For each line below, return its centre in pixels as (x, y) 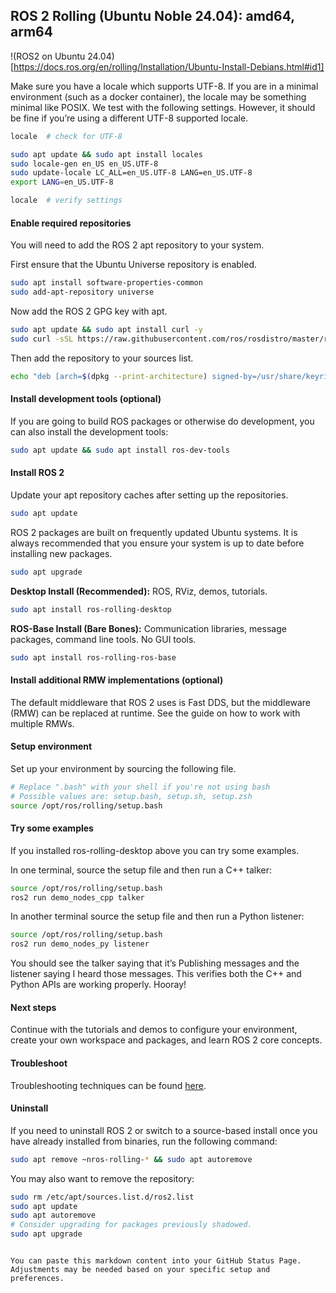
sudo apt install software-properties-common (106, 283)
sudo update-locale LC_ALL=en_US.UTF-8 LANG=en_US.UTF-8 (131, 173)
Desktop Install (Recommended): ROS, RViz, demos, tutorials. (139, 591)
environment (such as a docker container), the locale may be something (158, 96)
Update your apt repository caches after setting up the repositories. (149, 495)
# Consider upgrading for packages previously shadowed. (131, 1225)
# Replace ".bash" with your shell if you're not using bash (140, 787)
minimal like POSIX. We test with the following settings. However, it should (163, 107)
